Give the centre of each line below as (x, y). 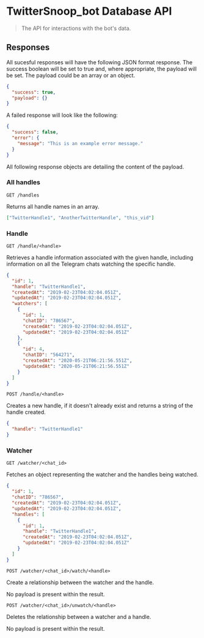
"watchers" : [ (30, 304)
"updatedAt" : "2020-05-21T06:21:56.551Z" (76, 366)
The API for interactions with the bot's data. (76, 28)
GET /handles (23, 195)
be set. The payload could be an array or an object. (71, 75)
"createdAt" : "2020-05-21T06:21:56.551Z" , (77, 361)
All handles (24, 182)
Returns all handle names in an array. (53, 206)
